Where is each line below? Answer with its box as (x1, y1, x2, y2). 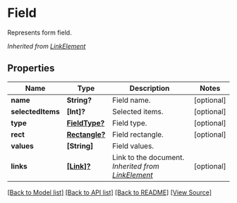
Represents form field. (7, 28, 72, 37)
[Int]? (66, 106, 86, 116)
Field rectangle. (112, 129, 164, 139)
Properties (7, 62, 55, 75)
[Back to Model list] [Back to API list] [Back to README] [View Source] (7, 188, 212, 197)
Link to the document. (112, 152, 185, 162)
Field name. (112, 95, 151, 105)
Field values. (112, 141, 154, 151)
